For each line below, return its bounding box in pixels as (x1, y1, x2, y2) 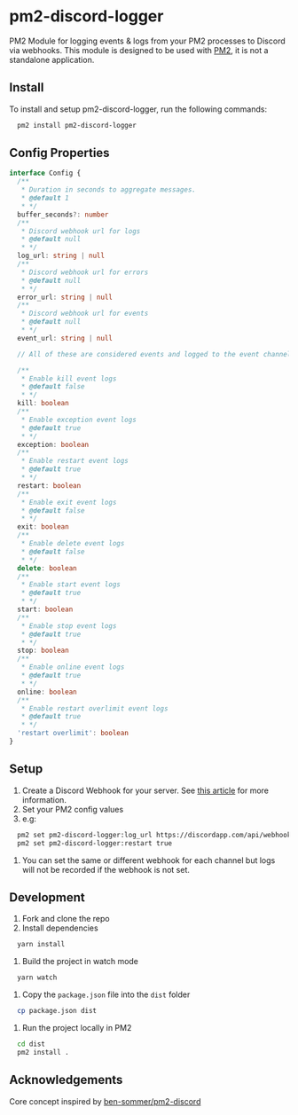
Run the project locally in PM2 (21, 1022, 132, 1033)
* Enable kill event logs (20, 374, 117, 383)
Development (9, 890, 86, 905)
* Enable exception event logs (20, 415, 137, 424)
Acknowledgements (9, 1072, 123, 1088)
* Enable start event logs (20, 580, 122, 589)
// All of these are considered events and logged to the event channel (17, 349, 292, 358)
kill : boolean (17, 399, 69, 408)
